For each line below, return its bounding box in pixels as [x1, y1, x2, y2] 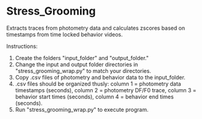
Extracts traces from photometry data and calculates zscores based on [6, 24, 185, 32]
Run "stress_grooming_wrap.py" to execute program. [15, 106, 149, 113]
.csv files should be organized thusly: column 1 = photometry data [15, 80, 181, 87]
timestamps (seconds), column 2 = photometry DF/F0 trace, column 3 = [15, 86, 197, 93]
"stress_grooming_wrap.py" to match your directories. [15, 67, 151, 74]
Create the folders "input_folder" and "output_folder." [15, 54, 149, 61]
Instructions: [6, 42, 38, 50]
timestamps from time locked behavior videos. [6, 30, 123, 38]
